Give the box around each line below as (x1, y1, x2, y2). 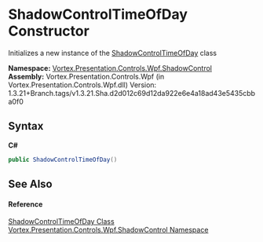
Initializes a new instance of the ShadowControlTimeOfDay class (8, 48, 217, 57)
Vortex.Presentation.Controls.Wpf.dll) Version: (8, 80, 157, 90)
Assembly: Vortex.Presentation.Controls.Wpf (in (8, 71, 165, 81)
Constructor (8, 22, 90, 40)
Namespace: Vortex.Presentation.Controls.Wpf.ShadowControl (8, 63, 212, 72)
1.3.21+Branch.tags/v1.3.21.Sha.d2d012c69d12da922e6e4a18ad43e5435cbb (8, 88, 256, 97)
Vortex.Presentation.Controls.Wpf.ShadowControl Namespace (8, 225, 209, 235)
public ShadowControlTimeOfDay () (8, 156, 118, 163)
